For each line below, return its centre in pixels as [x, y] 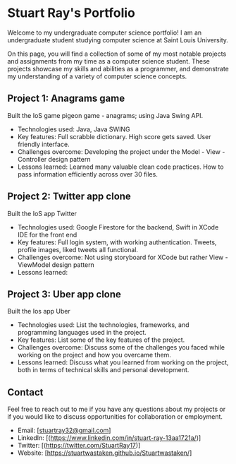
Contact [25, 392]
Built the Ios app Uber [39, 311]
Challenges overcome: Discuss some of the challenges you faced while [121, 347]
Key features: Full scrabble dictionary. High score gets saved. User [114, 136]
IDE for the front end [47, 234]
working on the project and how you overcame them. [94, 355]
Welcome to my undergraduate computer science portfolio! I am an [105, 32]
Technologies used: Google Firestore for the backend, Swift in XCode [118, 227]
